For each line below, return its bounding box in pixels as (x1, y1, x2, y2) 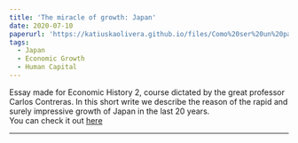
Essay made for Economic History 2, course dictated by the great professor (9, 86, 286, 98)
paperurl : (9, 29, 46, 38)
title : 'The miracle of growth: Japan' (9, 12, 157, 22)
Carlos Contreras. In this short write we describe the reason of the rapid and (9, 96, 288, 107)
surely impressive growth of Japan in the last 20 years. (9, 106, 210, 116)
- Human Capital (17, 63, 77, 72)
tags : (9, 37, 29, 47)
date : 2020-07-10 (9, 21, 74, 30)
